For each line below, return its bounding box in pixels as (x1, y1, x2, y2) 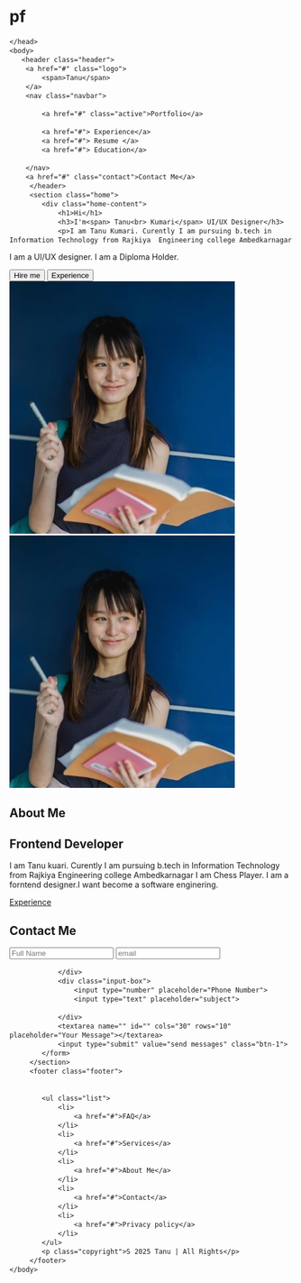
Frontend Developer (9, 836, 124, 851)
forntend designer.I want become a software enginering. (9, 879, 219, 890)
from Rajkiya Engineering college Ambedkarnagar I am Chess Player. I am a (9, 870, 289, 881)
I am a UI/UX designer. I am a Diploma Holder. (9, 251, 179, 262)
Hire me (14, 270, 41, 280)
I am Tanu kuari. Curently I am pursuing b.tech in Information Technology (9, 860, 280, 871)
